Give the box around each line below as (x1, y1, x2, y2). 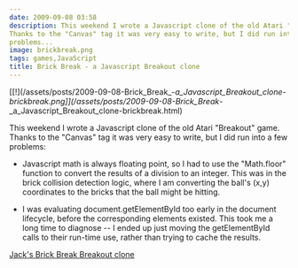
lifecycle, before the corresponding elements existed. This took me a (21, 213, 273, 224)
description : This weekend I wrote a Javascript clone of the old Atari (9, 21, 284, 30)
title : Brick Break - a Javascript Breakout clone (9, 63, 200, 72)
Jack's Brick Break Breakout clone (9, 249, 135, 259)
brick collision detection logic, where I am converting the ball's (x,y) (21, 177, 271, 188)
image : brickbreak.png (9, 46, 93, 55)
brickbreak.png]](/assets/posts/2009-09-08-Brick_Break (9, 96, 220, 106)
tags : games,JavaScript (9, 54, 98, 63)
